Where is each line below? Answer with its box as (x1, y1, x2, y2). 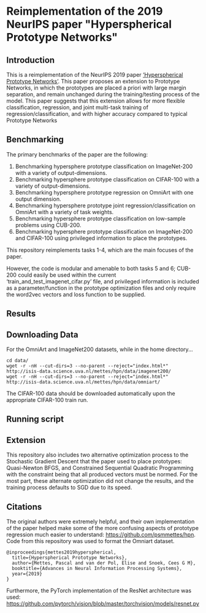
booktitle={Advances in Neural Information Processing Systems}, (12, 566, 183, 572)
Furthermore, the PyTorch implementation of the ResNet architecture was (6, 587, 192, 595)
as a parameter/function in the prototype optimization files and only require (6, 284, 196, 291)
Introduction (6, 55, 55, 65)
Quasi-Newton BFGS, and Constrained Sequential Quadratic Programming (6, 465, 194, 472)
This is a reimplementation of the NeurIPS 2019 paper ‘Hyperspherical (6, 71, 183, 78)
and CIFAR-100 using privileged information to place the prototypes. (15, 234, 188, 242)
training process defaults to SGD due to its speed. (6, 484, 132, 492)
